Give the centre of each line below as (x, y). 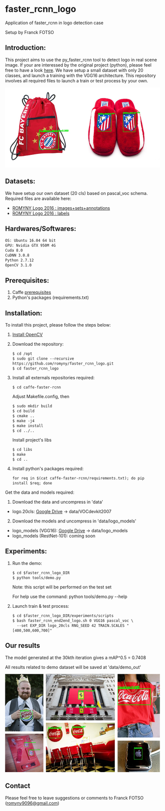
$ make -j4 (23, 421)
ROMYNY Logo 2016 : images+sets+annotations (61, 208)
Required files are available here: (38, 198)
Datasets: (20, 181)
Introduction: (26, 48)
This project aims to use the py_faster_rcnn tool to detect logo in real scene (81, 60)
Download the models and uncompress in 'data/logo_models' (74, 521)
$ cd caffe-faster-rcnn (37, 387)
